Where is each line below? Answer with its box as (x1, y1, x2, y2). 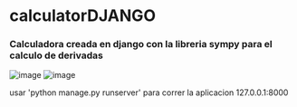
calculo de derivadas (9, 49, 104, 62)
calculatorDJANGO (9, 5, 157, 26)
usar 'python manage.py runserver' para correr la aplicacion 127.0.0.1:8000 (9, 87, 289, 98)
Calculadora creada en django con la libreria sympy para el (9, 38, 273, 51)
